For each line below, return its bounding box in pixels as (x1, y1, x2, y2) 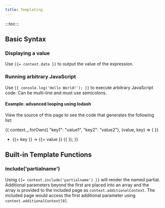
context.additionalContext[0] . (5, 198, 68, 204)
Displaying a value (5, 50, 50, 57)
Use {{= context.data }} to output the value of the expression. (5, 61, 134, 67)
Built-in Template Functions (5, 151, 92, 159)
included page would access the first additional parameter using (5, 192, 136, 198)
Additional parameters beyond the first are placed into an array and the (5, 182, 149, 188)
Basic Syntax (5, 35, 46, 43)
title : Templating (5, 7, 43, 12)
